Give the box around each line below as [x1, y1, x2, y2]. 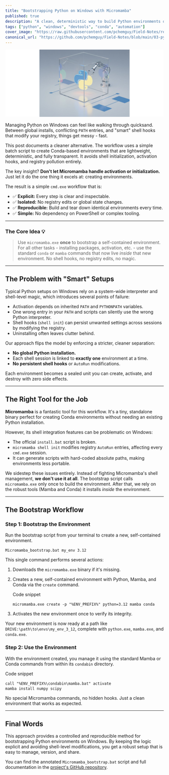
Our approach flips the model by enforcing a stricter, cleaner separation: [5, 340, 155, 346]
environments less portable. [12, 460, 70, 466]
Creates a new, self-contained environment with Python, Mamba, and [12, 576, 156, 583]
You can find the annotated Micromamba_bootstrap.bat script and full [5, 759, 146, 765]
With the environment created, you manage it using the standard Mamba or [5, 655, 161, 661]
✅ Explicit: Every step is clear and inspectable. [12, 193, 110, 199]
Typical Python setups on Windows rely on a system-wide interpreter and [5, 288, 158, 294]
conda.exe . [5, 632, 27, 638]
